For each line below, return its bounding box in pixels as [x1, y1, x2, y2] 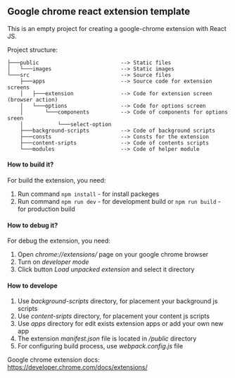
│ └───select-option [20, 121, 112, 128]
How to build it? [7, 160, 54, 169]
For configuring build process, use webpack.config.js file [17, 342, 184, 350]
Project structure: [7, 45, 58, 54]
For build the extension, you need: [7, 176, 106, 185]
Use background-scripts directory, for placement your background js [17, 297, 218, 305]
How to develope [7, 281, 58, 290]
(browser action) [7, 96, 58, 103]
